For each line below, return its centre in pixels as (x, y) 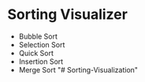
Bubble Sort (38, 36)
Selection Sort (42, 44)
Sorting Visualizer (67, 15)
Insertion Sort (41, 61)
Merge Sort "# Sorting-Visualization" (78, 69)
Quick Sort (36, 53)
